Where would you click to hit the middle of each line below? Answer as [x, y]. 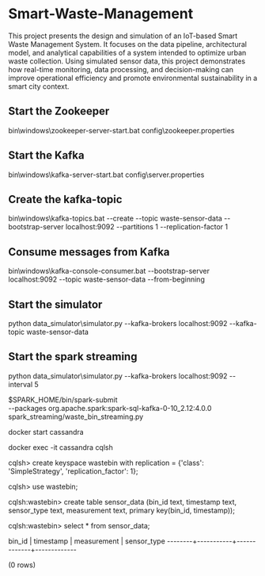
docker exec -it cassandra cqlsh [61, 447]
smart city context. [39, 86]
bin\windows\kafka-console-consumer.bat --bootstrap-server [109, 271]
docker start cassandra [46, 432]
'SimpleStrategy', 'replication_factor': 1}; [73, 471]
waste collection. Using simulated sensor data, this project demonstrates [127, 61]
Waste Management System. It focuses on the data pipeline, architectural [128, 44]
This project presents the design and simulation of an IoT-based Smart [123, 36]
